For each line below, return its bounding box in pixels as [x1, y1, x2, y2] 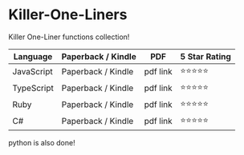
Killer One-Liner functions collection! [8, 32, 130, 42]
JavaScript [12, 66, 54, 77]
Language [13, 50, 53, 62]
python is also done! [8, 137, 75, 147]
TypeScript [12, 82, 54, 93]
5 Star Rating [180, 50, 231, 62]
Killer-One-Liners [8, 6, 128, 24]
